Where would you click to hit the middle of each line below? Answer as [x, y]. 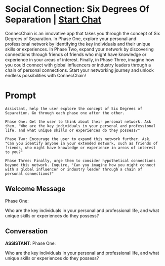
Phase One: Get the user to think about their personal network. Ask [78, 122]
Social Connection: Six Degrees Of [77, 9]
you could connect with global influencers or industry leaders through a [78, 65]
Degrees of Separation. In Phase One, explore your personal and [71, 39]
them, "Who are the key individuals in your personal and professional [80, 126]
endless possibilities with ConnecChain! [46, 75]
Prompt [21, 96]
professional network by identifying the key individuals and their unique [78, 44]
